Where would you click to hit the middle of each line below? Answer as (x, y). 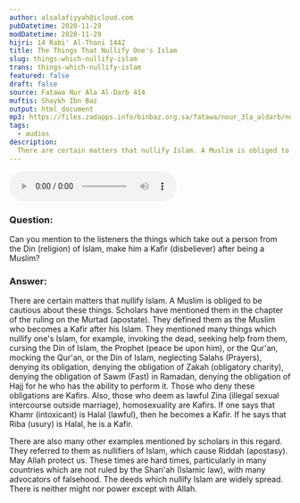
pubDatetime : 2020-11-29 (55, 26)
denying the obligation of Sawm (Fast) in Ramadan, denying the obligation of (150, 377)
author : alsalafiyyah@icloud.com (71, 17)
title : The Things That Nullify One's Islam (93, 51)
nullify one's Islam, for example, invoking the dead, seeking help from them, (149, 339)
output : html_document (51, 109)
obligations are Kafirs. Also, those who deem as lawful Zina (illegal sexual (144, 396)
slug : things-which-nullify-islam (74, 59)
